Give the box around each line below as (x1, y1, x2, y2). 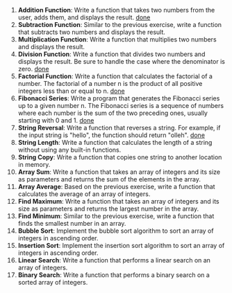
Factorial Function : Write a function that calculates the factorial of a (17, 72, 213, 80)
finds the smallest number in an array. (17, 220, 126, 227)
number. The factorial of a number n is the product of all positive (17, 80, 203, 87)
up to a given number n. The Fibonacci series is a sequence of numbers (17, 102, 224, 109)
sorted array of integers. (17, 278, 88, 286)
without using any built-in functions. (17, 145, 122, 154)
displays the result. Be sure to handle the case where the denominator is (17, 57, 225, 65)
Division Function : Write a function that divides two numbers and (17, 50, 206, 58)
